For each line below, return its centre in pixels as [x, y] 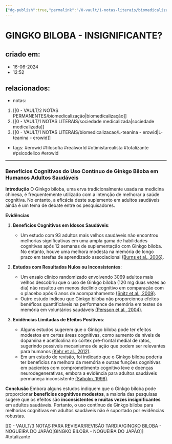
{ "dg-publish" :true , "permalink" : [41, 10]
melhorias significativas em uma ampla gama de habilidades [84, 240]
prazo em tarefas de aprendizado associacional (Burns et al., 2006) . [92, 257]
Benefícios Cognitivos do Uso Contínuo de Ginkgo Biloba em [82, 171]
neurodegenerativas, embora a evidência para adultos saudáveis [89, 373]
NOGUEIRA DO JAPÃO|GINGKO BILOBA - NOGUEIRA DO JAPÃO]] [74, 431]
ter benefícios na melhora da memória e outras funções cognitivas [91, 362]
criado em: [23, 54]
